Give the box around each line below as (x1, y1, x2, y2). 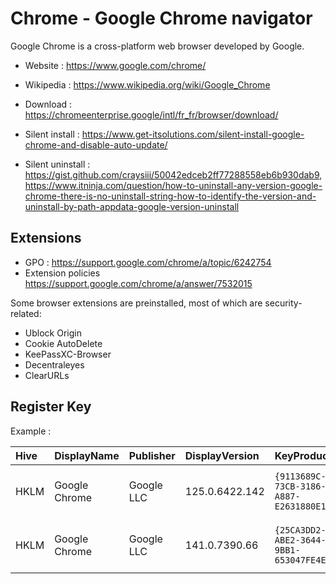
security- (264, 297, 303, 309)
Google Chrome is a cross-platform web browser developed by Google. (10, 40, 305, 52)
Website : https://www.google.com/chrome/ (24, 59, 207, 71)
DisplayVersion (184, 448, 260, 462)
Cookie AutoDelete (24, 337, 103, 349)
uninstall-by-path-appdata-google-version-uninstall (24, 200, 240, 212)
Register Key (10, 398, 92, 416)
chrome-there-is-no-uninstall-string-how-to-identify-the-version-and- (24, 190, 317, 202)
